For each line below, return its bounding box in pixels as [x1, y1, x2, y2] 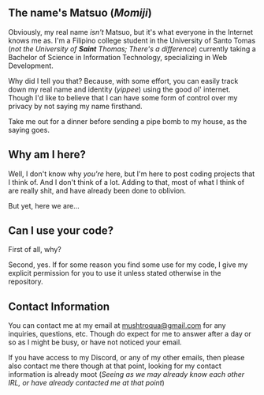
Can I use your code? [8, 224, 114, 238]
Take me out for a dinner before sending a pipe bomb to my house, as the [8, 116, 247, 126]
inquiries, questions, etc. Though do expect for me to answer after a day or [8, 329, 252, 339]
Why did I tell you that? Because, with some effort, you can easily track [8, 76, 239, 85]
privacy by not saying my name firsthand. [8, 101, 143, 111]
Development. [8, 61, 54, 70]
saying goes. [8, 125, 50, 134]
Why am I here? [8, 148, 87, 161]
